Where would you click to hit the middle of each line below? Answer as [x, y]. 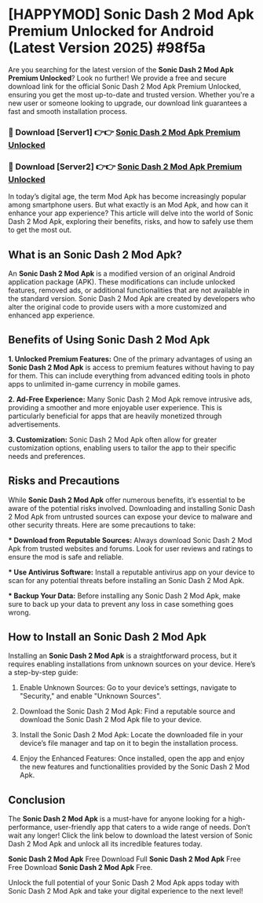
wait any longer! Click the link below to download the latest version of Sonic [131, 835]
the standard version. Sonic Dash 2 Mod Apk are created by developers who [131, 298]
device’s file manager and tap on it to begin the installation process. [129, 743]
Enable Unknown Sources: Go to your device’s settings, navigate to [128, 688]
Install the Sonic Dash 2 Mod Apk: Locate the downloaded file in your [131, 735]
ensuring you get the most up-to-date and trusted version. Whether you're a [131, 94]
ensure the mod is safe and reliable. [66, 556]
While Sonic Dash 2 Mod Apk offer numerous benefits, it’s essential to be [127, 500]
